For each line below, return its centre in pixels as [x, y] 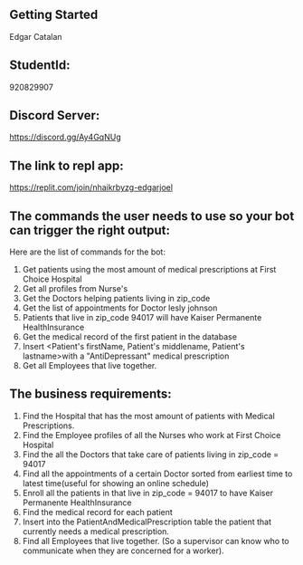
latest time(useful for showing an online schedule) [116, 483]
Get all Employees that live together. [90, 366]
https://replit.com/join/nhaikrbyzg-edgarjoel [91, 187]
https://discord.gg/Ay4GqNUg [65, 137]
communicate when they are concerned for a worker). [123, 551]
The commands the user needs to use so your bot [152, 216]
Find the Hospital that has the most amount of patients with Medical [149, 416]
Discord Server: [55, 115]
